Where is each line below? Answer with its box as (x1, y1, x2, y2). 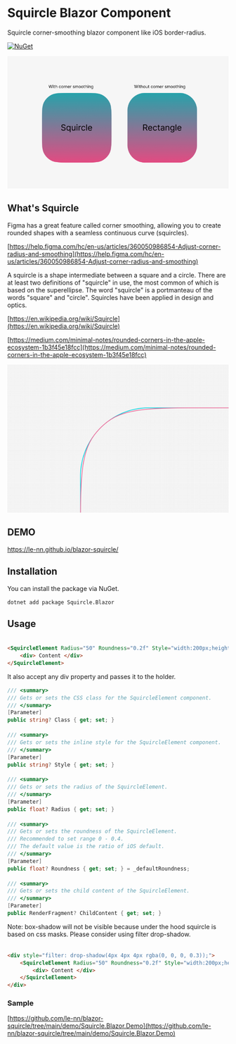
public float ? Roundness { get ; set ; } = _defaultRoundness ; (7, 865, 190, 872)
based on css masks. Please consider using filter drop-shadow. (7, 930, 191, 938)
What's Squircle (7, 202, 79, 214)
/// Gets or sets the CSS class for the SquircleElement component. (7, 694, 212, 702)
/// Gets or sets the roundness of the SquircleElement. (7, 828, 178, 835)
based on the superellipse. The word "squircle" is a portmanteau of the (7, 285, 213, 294)
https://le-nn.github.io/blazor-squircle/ (7, 545, 119, 554)
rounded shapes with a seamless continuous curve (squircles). (7, 228, 189, 237)
